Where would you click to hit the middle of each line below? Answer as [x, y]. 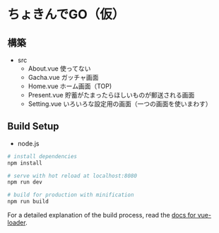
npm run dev [25, 182]
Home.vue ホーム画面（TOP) [70, 86]
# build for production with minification [71, 195]
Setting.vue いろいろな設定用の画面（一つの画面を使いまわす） [120, 104]
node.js [29, 143]
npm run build [28, 202]
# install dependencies [42, 156]
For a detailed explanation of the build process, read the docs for [102, 215]
